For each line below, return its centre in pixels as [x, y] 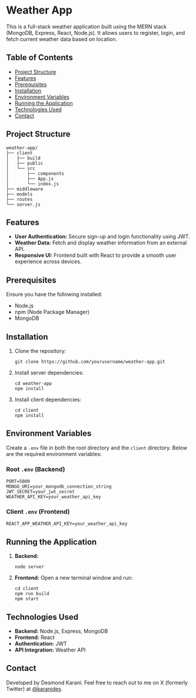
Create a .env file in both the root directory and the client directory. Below [97, 448]
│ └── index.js [33, 184]
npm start [27, 599]
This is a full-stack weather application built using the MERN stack [87, 27]
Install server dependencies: [49, 373]
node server [29, 567]
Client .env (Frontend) [38, 512]
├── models [19, 194]
